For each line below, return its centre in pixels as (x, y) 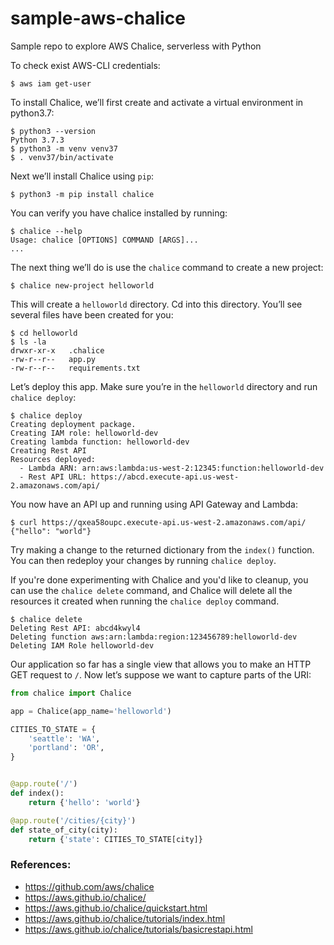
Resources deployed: (53, 459)
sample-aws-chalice (98, 18)
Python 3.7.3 (37, 140)
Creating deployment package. (73, 424)
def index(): (37, 793)
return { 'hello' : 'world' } (84, 802)
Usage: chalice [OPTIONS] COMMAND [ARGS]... (104, 240)
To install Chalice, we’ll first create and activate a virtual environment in (157, 102)
